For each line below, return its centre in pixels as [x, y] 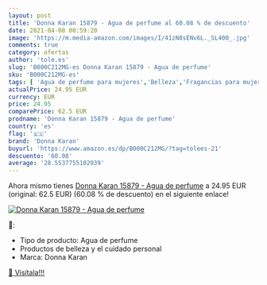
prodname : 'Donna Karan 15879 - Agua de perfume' [92, 119]
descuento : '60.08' [41, 156]
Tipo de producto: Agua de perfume [79, 241]
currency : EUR [32, 97]
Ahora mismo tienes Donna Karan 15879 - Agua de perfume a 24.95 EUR [127, 186]
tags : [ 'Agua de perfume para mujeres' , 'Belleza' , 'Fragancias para [124, 82]
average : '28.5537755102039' [56, 164]
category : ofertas [39, 52]
